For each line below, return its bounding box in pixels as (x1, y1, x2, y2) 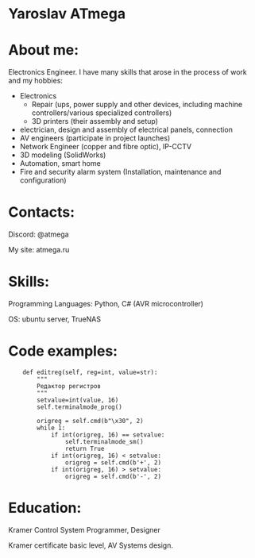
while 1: (37, 424, 66, 432)
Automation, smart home (19, 159, 101, 168)
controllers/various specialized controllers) (31, 108, 172, 117)
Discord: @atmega (8, 229, 69, 239)
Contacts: (8, 203, 75, 221)
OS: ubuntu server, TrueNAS (8, 314, 102, 324)
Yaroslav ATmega (8, 5, 126, 23)
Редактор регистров (37, 382, 102, 390)
